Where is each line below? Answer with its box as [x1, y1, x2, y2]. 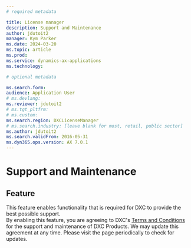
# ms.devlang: [6, 96, 41, 102]
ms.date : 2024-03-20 [6, 41, 57, 47]
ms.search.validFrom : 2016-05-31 [6, 134, 88, 140]
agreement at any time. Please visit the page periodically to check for [6, 229, 175, 236]
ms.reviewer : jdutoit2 [6, 101, 62, 107]
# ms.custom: [6, 112, 38, 118]
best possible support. [6, 210, 61, 217]
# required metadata [6, 8, 57, 15]
